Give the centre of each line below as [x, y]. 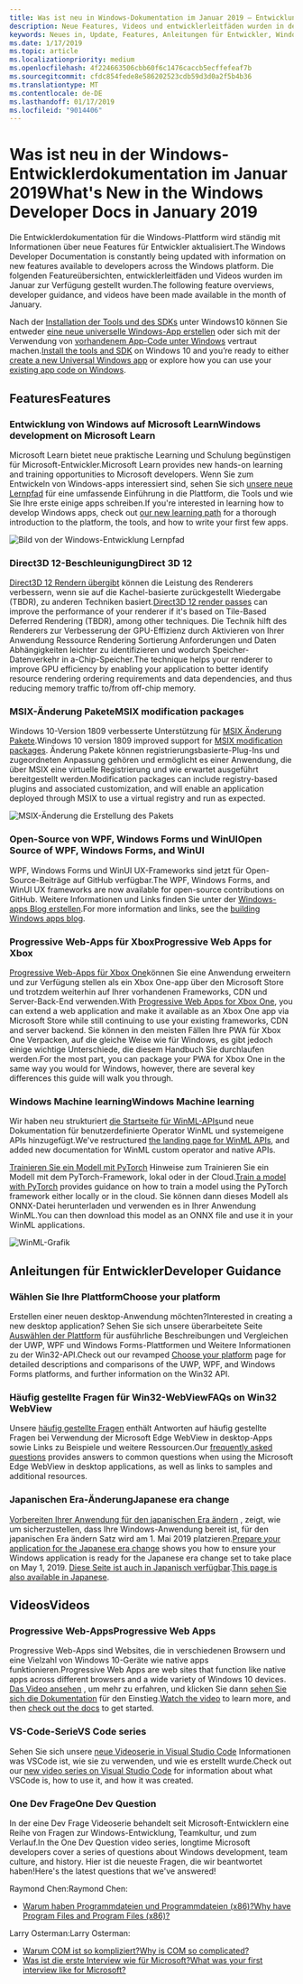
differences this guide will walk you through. [92, 1078]
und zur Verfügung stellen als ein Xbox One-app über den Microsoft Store [147, 983]
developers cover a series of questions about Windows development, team [149, 1851]
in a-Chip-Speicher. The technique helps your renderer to [167, 659]
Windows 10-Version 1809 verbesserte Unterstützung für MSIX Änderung [146, 731]
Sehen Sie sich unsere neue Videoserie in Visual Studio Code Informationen [150, 1751]
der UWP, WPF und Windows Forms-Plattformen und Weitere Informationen [150, 1346]
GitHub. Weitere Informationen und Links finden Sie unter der [123, 899]
